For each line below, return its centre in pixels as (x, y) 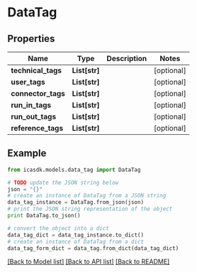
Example (27, 153)
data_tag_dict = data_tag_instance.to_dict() (75, 235)
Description (127, 59)
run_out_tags (34, 116)
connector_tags (38, 93)
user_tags (28, 82)
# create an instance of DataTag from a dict (75, 241)
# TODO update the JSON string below (63, 183)
